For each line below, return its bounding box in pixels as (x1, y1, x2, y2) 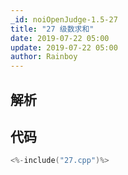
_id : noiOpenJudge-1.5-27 (10, 14, 118, 25)
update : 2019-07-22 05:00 (10, 42, 118, 53)
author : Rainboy (10, 52, 78, 62)
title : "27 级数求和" (10, 24, 95, 34)
